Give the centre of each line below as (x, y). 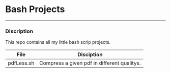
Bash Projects (35, 9)
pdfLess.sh (21, 63)
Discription (19, 31)
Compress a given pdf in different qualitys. (90, 63)
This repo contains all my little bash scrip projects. (58, 42)
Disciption (90, 55)
